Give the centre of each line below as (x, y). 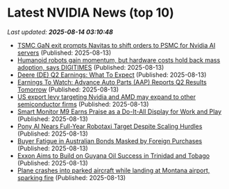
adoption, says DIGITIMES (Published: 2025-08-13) (91, 67)
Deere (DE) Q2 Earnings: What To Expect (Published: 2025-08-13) (112, 75)
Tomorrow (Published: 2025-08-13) (68, 89)
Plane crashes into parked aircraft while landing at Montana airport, (113, 170)
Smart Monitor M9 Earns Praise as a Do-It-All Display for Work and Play (119, 111)
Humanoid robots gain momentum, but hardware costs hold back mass (119, 60)
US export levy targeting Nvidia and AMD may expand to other (107, 97)
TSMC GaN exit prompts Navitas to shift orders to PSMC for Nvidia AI (116, 45)
